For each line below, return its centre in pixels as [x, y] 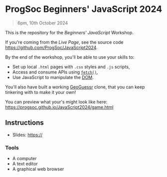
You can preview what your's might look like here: [56, 102]
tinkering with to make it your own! [41, 92]
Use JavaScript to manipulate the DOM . [53, 77]
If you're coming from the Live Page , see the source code [64, 42]
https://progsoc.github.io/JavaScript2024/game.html [59, 107]
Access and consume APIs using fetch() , [55, 72]
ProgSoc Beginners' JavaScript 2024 [84, 9]
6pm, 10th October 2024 [43, 23]
